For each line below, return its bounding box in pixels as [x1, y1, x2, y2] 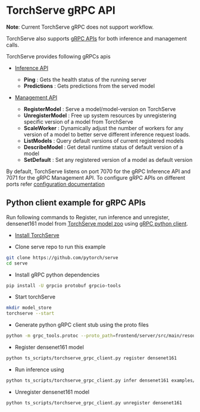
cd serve [6, 260, 28, 266]
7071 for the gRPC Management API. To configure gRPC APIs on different [6, 174, 186, 181]
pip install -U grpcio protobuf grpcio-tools [6, 282, 121, 288]
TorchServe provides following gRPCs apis [6, 53, 111, 60]
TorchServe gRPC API [6, 4, 116, 17]
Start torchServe [14, 293, 55, 300]
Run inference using [14, 365, 64, 373]
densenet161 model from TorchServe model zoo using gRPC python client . [6, 220, 189, 227]
